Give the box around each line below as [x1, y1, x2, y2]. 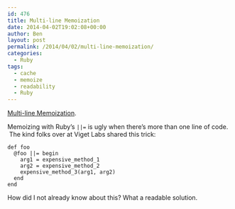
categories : [7, 50, 43, 57]
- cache [13, 69, 37, 77]
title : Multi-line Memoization [7, 17, 100, 24]
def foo [7, 144, 31, 151]
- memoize [13, 76, 43, 84]
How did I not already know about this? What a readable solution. [7, 193, 198, 202]
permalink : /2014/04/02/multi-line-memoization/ [7, 43, 154, 50]
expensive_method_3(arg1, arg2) [20, 169, 116, 176]
